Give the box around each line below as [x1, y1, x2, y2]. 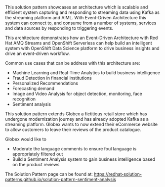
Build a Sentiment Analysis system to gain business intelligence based [12, 156, 156, 162]
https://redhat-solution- [93, 171, 142, 177]
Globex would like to [5, 136, 47, 142]
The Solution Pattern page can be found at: [5, 171, 93, 177]
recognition [12, 96, 36, 102]
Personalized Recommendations [12, 80, 78, 86]
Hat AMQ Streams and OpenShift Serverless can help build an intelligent [5, 40, 152, 46]
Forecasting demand [12, 86, 54, 91]
